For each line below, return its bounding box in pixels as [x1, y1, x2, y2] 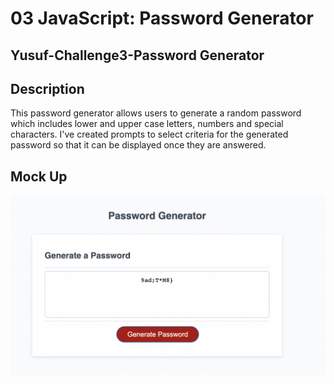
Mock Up [10, 168, 68, 185]
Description [10, 80, 85, 97]
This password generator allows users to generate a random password [10, 107, 302, 119]
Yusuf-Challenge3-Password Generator [10, 47, 265, 64]
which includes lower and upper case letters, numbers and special [10, 118, 284, 130]
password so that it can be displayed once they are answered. [10, 139, 267, 151]
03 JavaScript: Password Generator [10, 7, 314, 30]
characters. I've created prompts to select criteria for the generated [10, 128, 289, 141]
